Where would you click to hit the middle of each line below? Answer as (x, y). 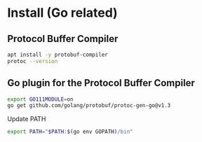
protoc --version (33, 61)
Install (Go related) (62, 13)
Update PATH (27, 119)
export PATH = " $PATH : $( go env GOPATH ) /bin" (70, 132)
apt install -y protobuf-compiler (58, 55)
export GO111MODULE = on (40, 99)
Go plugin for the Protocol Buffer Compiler (101, 83)
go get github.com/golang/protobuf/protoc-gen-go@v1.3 (89, 106)
